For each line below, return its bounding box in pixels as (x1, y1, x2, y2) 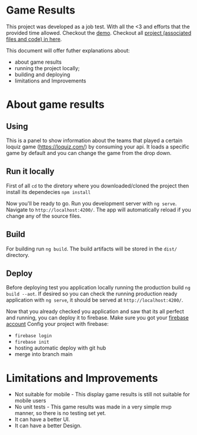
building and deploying (14, 71, 71, 78)
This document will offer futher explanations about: (6, 47, 131, 54)
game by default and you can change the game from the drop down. (6, 149, 172, 156)
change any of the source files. (6, 212, 82, 219)
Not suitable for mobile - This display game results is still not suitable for (14, 391, 190, 398)
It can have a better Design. (14, 422, 82, 429)
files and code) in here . (6, 35, 62, 42)
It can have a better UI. (14, 416, 71, 423)
